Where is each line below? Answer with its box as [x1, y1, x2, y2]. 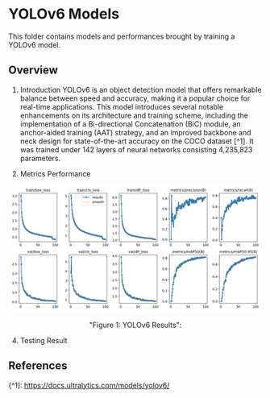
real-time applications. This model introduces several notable [19, 102, 224, 111]
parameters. [19, 153, 61, 163]
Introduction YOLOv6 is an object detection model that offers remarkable [19, 85, 262, 94]
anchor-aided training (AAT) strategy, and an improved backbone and [19, 127, 251, 137]
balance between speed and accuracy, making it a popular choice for [19, 93, 251, 103]
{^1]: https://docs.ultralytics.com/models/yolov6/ [8, 380, 170, 390]
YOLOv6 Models [8, 5, 119, 23]
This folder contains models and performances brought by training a [8, 31, 235, 41]
